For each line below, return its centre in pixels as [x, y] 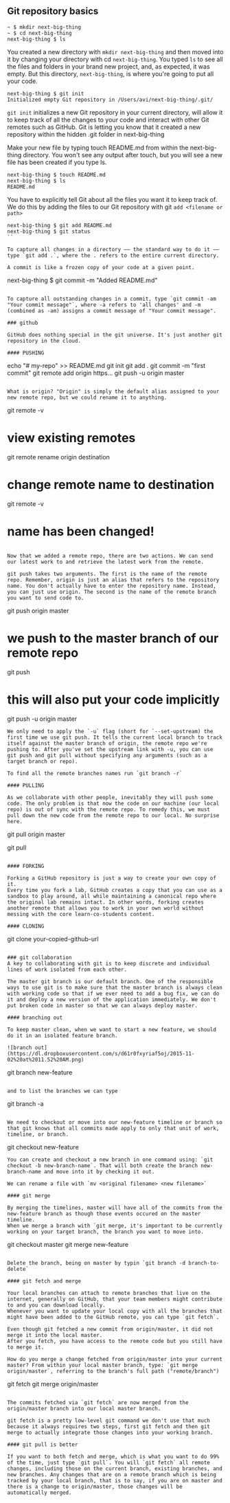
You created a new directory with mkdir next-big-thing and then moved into [115, 51]
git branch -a [25, 1103]
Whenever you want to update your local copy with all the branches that [115, 1311]
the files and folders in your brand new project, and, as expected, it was [109, 66]
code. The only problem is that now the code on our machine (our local [113, 803]
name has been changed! [81, 531]
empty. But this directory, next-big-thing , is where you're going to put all [111, 73]
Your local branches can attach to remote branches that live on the [109, 1293]
